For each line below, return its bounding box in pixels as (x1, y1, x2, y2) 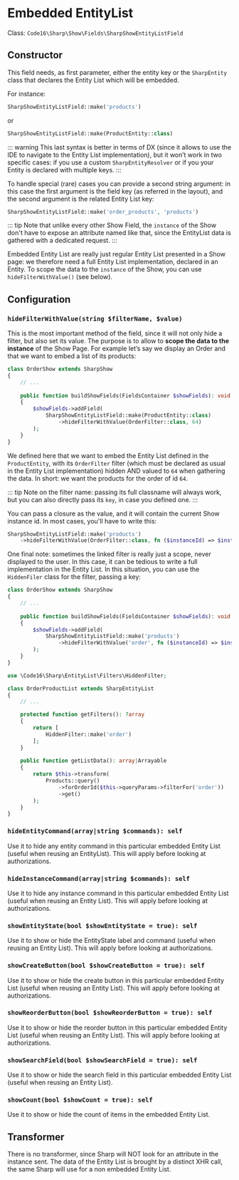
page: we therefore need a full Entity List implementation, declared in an (7, 258, 218, 266)
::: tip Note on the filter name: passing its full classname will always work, (7, 488, 222, 496)
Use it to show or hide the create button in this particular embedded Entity (7, 976, 225, 984)
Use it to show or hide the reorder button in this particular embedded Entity (7, 1023, 228, 1032)
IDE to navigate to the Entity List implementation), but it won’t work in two (7, 150, 223, 159)
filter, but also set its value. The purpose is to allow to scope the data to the (7, 337, 230, 345)
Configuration (7, 293, 71, 306)
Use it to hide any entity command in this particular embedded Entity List (7, 842, 221, 850)
